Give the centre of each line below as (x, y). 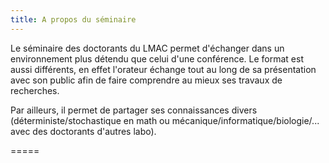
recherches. (35, 90)
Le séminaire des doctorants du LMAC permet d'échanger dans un (147, 48)
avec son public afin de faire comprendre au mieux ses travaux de (146, 80)
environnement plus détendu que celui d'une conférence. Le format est (157, 58)
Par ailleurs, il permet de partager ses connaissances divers (134, 110)
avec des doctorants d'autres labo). (83, 131)
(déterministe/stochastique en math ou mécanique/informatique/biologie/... (165, 120)
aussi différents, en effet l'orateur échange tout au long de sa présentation (163, 69)
